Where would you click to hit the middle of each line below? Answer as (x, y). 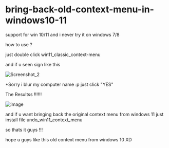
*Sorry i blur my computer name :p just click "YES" (60, 84)
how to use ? (19, 44)
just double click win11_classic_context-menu (53, 54)
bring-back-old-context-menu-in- (80, 10)
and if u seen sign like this (33, 64)
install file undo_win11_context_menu (44, 120)
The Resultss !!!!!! (24, 94)
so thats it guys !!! (24, 129)
